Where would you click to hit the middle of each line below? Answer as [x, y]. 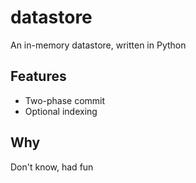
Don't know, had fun [52, 167]
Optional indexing [61, 111]
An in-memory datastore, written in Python [98, 45]
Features [38, 76]
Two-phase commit [65, 100]
